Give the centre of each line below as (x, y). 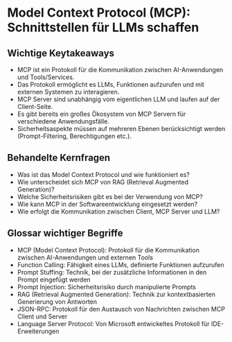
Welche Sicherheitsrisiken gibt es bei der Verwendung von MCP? (110, 196)
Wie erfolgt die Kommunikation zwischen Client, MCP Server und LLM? (118, 211)
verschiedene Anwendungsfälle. (63, 121)
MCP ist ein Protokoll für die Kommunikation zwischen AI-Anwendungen (120, 70)
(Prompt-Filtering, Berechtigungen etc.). (74, 136)
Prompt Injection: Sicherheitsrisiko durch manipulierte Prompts (106, 287)
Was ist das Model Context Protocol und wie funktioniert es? (104, 174)
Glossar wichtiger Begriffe (65, 233)
